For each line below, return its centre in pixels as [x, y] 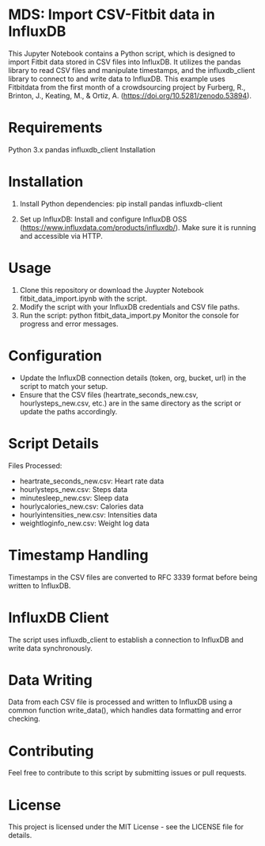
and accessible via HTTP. [61, 236]
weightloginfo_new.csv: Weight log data [85, 523]
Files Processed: [35, 465]
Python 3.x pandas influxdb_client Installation [82, 149]
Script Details [53, 443]
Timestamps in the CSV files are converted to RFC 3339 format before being [133, 577]
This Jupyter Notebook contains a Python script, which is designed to [122, 53]
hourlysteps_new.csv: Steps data [74, 489]
